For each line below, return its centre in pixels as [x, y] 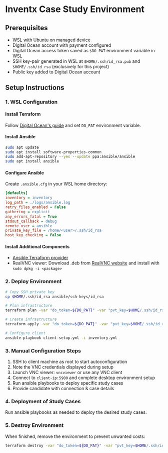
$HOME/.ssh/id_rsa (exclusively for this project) [61, 67]
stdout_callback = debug [31, 221]
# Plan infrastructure [29, 306]
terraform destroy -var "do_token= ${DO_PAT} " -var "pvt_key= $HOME [76, 445]
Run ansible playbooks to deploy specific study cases [68, 383]
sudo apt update [22, 147]
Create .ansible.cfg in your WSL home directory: [56, 184]
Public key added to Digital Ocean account [56, 72]
